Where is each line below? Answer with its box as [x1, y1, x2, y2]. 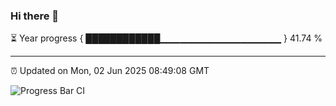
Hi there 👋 [10, 9, 60, 23]
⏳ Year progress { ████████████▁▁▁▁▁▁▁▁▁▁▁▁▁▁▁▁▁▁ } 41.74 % [10, 32, 323, 44]
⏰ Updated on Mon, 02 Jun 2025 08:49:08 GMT [10, 65, 210, 77]
